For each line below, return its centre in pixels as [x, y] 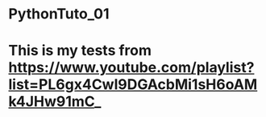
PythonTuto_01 [59, 14]
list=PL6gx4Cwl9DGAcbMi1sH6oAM [133, 85]
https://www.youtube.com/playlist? [131, 68]
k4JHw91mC [52, 102]
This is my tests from [80, 51]
